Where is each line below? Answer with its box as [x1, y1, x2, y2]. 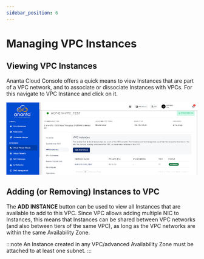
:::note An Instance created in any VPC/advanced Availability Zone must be [6, 240, 194, 247]
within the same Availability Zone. [6, 229, 90, 236]
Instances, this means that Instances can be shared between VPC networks [6, 216, 195, 223]
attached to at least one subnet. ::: [6, 247, 92, 254]
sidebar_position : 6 [6, 10, 59, 16]
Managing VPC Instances [6, 36, 137, 50]
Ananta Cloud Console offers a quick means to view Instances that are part [6, 77, 194, 85]
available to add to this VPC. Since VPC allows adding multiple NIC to [6, 209, 179, 216]
